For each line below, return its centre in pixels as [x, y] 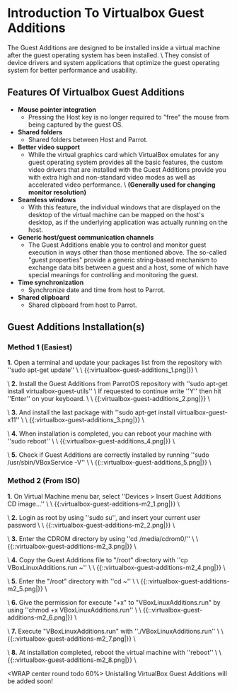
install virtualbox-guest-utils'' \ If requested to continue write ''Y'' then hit [114, 391]
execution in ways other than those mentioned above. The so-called [127, 252]
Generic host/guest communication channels [86, 237]
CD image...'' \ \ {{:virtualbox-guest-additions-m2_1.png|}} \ [94, 504]
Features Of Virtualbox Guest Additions [96, 92]
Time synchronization [51, 282]
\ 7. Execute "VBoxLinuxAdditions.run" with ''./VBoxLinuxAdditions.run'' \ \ [116, 631]
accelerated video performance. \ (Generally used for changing [122, 185]
